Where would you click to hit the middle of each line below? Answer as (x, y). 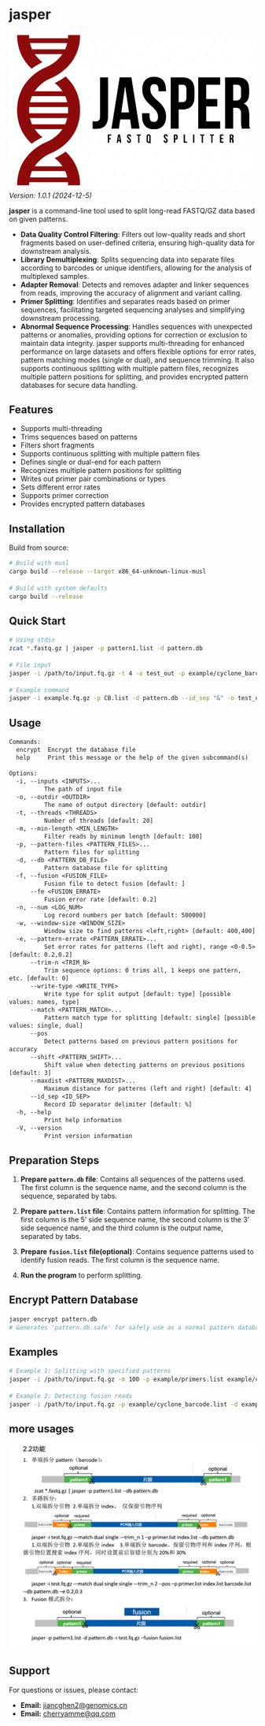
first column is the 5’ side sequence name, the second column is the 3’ (135, 1219)
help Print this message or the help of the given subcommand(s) (132, 758)
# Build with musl (39, 564)
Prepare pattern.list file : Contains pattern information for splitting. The (138, 1211)
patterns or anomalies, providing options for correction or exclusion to (134, 335)
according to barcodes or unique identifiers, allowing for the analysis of (136, 268)
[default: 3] (30, 1073)
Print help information (83, 1121)
